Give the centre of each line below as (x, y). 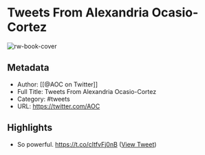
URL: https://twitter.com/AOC (58, 106)
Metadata (28, 68)
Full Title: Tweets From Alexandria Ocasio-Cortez (87, 91)
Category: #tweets (43, 99)
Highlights (30, 128)
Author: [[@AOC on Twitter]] (57, 84)
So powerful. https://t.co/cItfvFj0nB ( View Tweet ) (87, 144)
